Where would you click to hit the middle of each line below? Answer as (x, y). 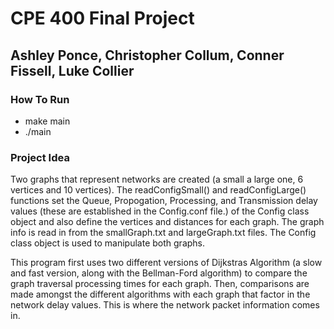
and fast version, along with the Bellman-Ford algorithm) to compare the (159, 273)
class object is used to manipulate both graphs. (108, 243)
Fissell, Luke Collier (72, 70)
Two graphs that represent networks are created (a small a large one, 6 (157, 179)
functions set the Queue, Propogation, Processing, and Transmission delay (164, 201)
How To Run (40, 99)
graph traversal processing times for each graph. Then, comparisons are (160, 284)
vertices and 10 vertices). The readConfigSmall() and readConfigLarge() (158, 190)
